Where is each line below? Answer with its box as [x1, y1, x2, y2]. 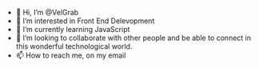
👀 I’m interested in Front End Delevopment [15, 16, 155, 26]
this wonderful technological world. [15, 42, 133, 51]
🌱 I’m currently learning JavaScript [15, 25, 130, 34]
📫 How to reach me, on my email [15, 50, 126, 60]
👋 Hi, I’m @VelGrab [15, 8, 79, 17]
